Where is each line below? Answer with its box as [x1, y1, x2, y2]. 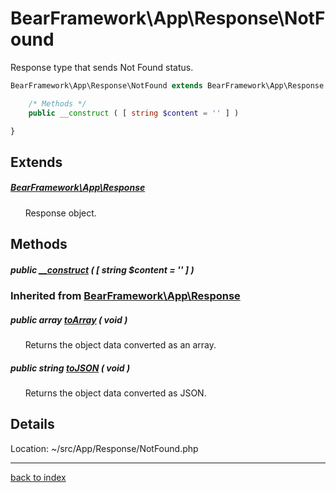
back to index [10, 471, 67, 483]
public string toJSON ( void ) [10, 362, 131, 374]
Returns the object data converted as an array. [24, 339, 217, 351]
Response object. [24, 207, 97, 219]
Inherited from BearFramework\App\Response [10, 289, 241, 303]
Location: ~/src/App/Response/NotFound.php [10, 442, 199, 454]
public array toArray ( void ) [10, 313, 128, 326]
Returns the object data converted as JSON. [24, 387, 207, 399]
